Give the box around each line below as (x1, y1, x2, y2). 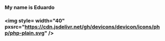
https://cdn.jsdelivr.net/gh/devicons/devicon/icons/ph (24, 23, 160, 30)
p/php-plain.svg (4, 29, 45, 36)
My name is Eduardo (4, 4, 55, 11)
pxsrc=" (4, 23, 25, 30)
